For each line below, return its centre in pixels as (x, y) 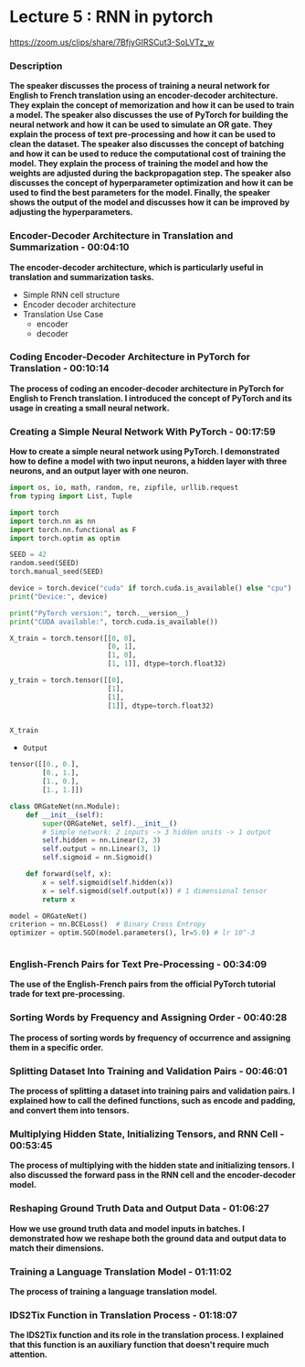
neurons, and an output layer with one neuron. (99, 471)
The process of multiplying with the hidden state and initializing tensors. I (152, 1165)
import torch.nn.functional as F (73, 529)
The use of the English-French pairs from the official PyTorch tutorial (142, 984)
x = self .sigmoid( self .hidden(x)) (108, 882)
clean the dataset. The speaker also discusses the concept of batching (147, 144)
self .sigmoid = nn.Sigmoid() (98, 858)
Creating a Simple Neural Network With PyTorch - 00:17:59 (142, 432)
